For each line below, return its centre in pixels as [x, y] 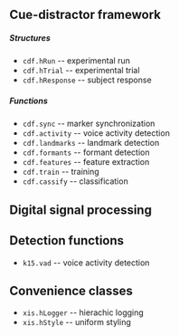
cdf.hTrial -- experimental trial [81, 71]
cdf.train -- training [61, 172]
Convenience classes [71, 290]
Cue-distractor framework [85, 15]
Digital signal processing [80, 210]
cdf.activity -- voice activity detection [96, 133]
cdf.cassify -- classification [75, 181]
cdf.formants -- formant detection [86, 152]
